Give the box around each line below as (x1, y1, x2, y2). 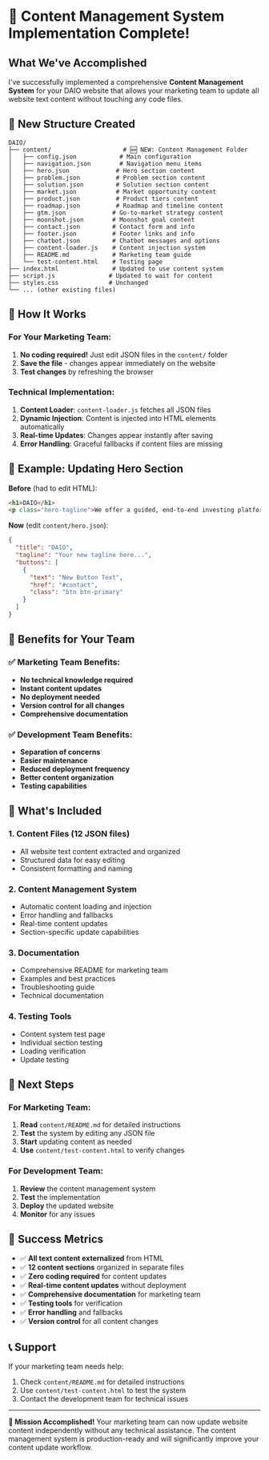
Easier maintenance (19, 756, 88, 765)
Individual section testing (19, 1037, 103, 1047)
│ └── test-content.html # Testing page (8, 258, 163, 266)
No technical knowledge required (19, 675, 134, 684)
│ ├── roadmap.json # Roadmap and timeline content (8, 202, 224, 210)
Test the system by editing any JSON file (19, 1129, 155, 1138)
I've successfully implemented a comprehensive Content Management (8, 78, 244, 86)
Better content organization (19, 772, 114, 782)
